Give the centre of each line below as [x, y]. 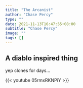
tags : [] [14, 38]
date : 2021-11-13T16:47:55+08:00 [40, 24]
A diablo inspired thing [42, 58]
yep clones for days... [28, 70]
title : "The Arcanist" [29, 10]
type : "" [14, 19]
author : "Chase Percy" [29, 15]
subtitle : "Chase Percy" [31, 29]
